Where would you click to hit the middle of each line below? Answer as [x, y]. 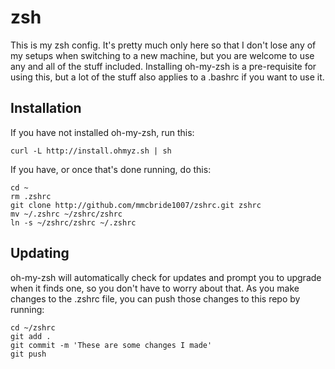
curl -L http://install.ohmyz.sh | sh [91, 151]
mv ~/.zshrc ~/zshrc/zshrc [66, 214]
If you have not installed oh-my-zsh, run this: [102, 132]
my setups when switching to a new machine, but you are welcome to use [162, 55]
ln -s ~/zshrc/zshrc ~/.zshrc [73, 222]
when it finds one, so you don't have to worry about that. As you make [155, 288]
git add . [31, 336]
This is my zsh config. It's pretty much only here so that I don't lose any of [163, 45]
